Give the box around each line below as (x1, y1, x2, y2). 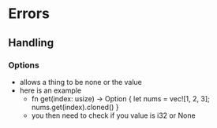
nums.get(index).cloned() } (31, 102, 120, 112)
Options (8, 60, 39, 71)
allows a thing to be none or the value (19, 77, 142, 86)
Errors (8, 5, 50, 23)
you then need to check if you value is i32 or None (31, 111, 196, 120)
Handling (8, 36, 54, 49)
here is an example (19, 86, 81, 95)
